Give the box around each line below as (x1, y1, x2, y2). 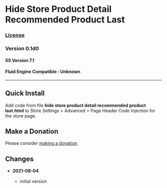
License (5, 32, 25, 39)
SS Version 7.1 (5, 57, 35, 63)
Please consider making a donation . (5, 140, 79, 146)
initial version (19, 179, 47, 185)
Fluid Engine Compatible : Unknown (5, 68, 81, 75)
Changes (5, 155, 34, 163)
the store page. (5, 113, 36, 119)
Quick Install (5, 89, 45, 98)
